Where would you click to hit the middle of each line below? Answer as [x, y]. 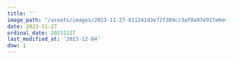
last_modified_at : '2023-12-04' [54, 39]
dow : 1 [17, 46]
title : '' [21, 13]
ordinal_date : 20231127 [42, 33]
